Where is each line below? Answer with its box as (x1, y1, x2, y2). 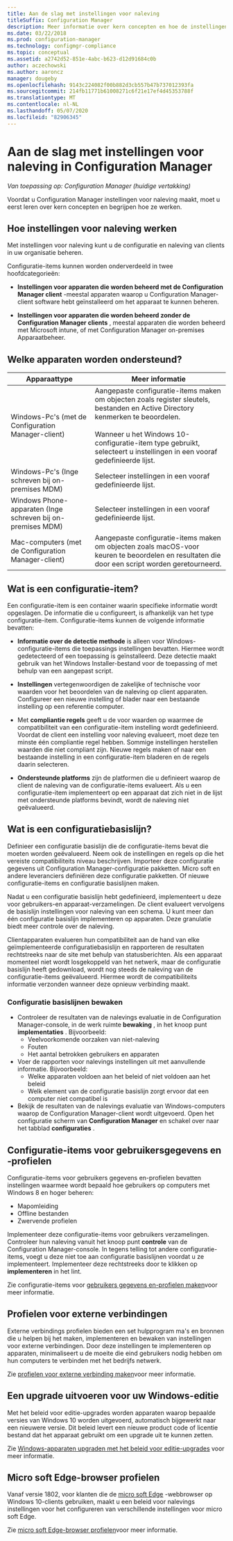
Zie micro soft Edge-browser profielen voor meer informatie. (7, 1526, 178, 1534)
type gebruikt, (154, 438, 200, 448)
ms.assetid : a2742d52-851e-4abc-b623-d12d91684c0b (7, 56, 157, 63)
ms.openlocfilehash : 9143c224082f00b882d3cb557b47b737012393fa (7, 81, 194, 88)
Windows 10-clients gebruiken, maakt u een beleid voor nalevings (7, 1498, 196, 1506)
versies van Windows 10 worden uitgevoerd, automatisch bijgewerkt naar (7, 1416, 216, 1424)
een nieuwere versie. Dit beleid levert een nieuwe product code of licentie (7, 1423, 218, 1432)
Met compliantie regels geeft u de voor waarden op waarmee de (17, 716, 203, 724)
